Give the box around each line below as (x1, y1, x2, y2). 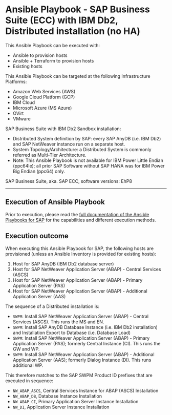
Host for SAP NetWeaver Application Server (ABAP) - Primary (12, 277, 143, 283)
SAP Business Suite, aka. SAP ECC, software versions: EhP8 (5, 178, 132, 184)
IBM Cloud (12, 99, 35, 106)
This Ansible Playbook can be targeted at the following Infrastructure (5, 73, 150, 79)
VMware (12, 115, 31, 121)
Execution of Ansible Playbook (5, 198, 105, 206)
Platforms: (5, 78, 27, 85)
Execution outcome (5, 232, 69, 240)
